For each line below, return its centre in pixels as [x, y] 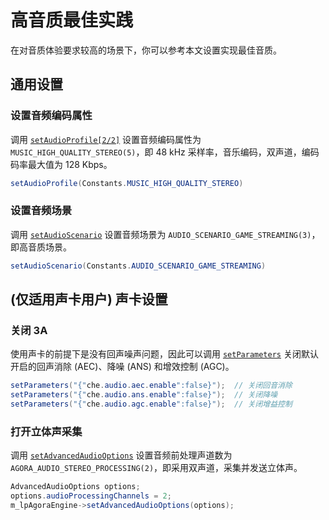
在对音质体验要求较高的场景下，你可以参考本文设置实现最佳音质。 [146, 50]
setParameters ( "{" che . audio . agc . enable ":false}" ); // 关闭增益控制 [151, 404]
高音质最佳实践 [72, 20]
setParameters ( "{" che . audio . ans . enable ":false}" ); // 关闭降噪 [144, 395]
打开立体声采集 [46, 431]
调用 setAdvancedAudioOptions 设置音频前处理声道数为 [121, 455]
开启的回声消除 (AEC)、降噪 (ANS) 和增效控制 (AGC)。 [122, 367]
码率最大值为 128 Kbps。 [61, 164]
